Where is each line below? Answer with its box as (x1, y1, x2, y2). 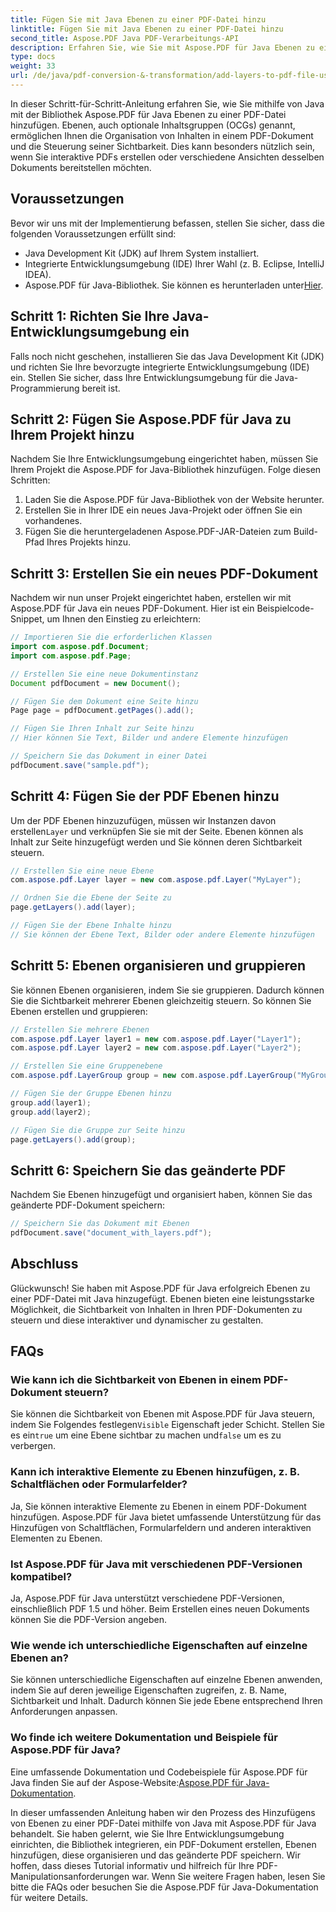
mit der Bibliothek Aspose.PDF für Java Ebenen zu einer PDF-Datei (10, 108, 287, 120)
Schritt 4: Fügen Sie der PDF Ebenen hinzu (10, 788, 280, 805)
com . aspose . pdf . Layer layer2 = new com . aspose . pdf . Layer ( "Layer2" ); (10, 1043, 302, 1053)
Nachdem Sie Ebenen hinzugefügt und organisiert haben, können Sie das (10, 1189, 313, 1201)
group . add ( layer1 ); (10, 1097, 92, 1108)
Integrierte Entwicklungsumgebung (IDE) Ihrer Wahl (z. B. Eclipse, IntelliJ (24, 257, 325, 270)
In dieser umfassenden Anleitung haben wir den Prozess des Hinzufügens (10, 1806, 316, 1818)
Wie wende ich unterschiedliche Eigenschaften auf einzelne (10, 1638, 308, 1652)
